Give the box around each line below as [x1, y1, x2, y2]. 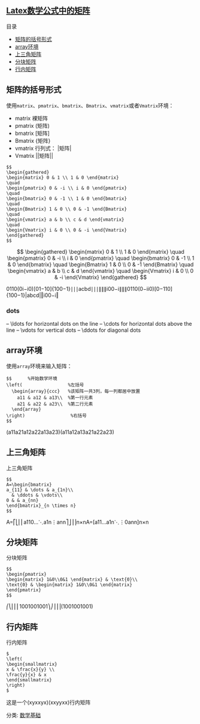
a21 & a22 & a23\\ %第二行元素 [17, 401, 93, 407]
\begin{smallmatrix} [6, 662, 58, 668]
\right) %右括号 [6, 413, 87, 419]
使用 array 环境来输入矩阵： [6, 362, 72, 369]
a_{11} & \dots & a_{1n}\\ [6, 486, 74, 493]
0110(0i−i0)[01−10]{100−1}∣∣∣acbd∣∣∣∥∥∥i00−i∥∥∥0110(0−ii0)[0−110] [6, 285, 172, 292]
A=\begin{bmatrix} [6, 482, 52, 488]
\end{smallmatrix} [6, 677, 52, 683]
